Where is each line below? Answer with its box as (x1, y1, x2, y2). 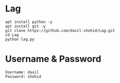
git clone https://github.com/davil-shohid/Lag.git (5, 28, 115, 33)
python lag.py (5, 37, 35, 42)
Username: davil (5, 70, 39, 75)
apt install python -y (5, 19, 52, 24)
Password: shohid (5, 74, 41, 79)
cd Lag (5, 32, 19, 37)
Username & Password (5, 53, 101, 65)
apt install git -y (5, 23, 46, 29)
